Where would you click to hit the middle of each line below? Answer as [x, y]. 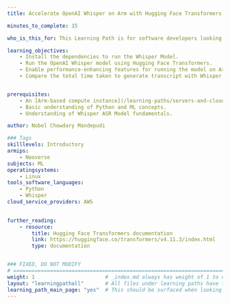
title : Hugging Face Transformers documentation [102, 233]
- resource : [36, 227]
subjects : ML [26, 164]
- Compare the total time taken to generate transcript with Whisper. [122, 76]
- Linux [30, 176]
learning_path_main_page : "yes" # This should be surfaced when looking [115, 290]
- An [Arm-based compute [55, 101]
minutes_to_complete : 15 [42, 26]
